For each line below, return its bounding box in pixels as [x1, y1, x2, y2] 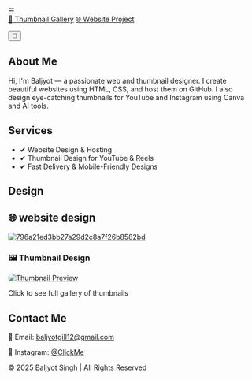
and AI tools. [8, 101, 50, 110]
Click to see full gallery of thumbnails [8, 289, 128, 298]
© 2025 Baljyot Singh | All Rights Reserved [8, 363, 147, 372]
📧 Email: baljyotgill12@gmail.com [8, 332, 114, 341]
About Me [8, 55, 57, 69]
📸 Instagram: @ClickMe [8, 347, 85, 356]
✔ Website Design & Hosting [19, 144, 113, 155]
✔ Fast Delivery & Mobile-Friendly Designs [19, 162, 158, 171]
